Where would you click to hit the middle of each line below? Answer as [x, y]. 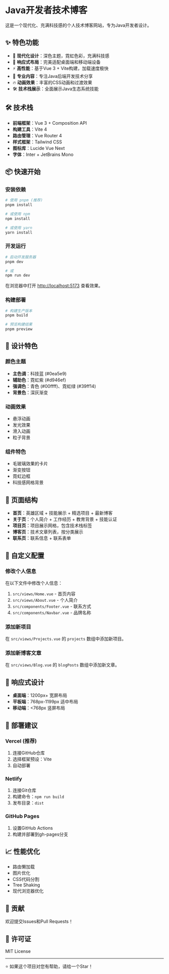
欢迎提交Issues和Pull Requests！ [39, 922]
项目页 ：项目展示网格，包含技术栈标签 [52, 526]
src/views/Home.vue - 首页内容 [44, 594]
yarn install [19, 232]
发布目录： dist [28, 803]
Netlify [14, 779]
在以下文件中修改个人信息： [34, 583]
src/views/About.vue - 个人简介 [45, 600]
